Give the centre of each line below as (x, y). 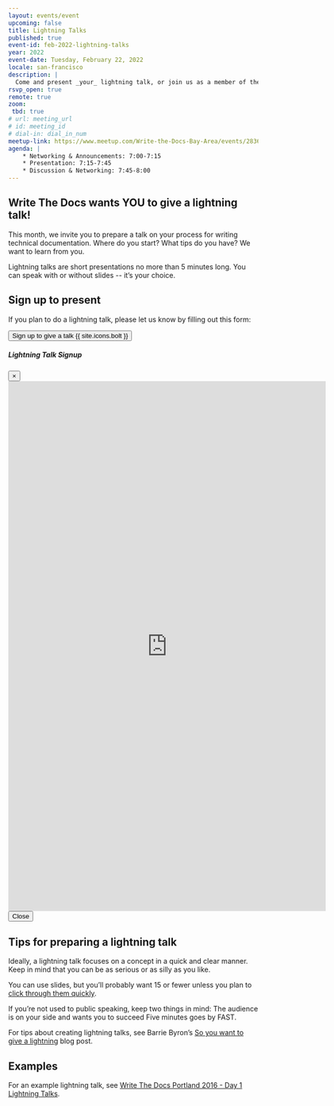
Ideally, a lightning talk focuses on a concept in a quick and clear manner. (128, 961)
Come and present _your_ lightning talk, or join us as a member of (131, 82)
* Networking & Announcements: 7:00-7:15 (92, 156)
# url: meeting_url (40, 119)
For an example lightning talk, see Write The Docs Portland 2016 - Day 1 (125, 1085)
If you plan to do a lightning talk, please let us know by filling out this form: (130, 319)
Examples (33, 1066)
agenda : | (25, 149)
